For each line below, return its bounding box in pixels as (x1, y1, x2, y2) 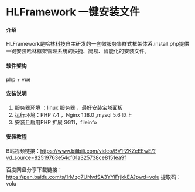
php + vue (6, 76, 31, 83)
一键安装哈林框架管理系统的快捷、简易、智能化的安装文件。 (6, 48, 150, 55)
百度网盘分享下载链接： (6, 166, 63, 173)
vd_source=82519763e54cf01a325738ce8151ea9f (6, 154, 126, 161)
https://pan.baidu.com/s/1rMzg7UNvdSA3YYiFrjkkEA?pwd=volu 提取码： (6, 174, 182, 180)
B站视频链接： (6, 147, 41, 154)
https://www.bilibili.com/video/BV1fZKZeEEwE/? (40, 147, 156, 154)
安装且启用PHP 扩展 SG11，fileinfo (14, 119, 97, 126)
